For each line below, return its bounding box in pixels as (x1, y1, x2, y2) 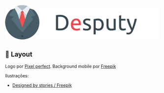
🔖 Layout (5, 50, 33, 59)
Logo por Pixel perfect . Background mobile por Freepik (5, 63, 116, 69)
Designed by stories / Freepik (12, 82, 72, 88)
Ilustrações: (5, 72, 29, 78)
